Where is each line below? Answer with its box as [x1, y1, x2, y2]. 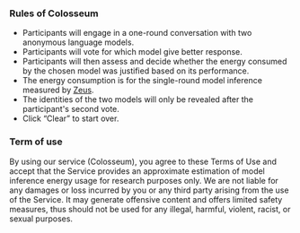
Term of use [9, 135, 63, 148]
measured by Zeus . [22, 84, 94, 96]
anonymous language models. [22, 37, 135, 47]
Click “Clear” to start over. [22, 113, 119, 124]
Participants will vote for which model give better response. [22, 47, 243, 57]
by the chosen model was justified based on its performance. [22, 65, 250, 76]
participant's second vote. [22, 104, 119, 115]
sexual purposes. [9, 213, 74, 224]
